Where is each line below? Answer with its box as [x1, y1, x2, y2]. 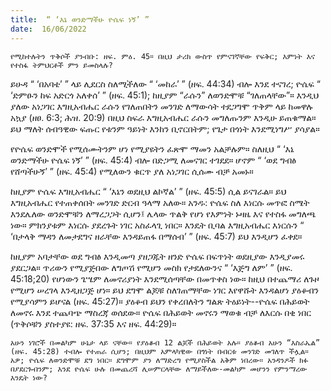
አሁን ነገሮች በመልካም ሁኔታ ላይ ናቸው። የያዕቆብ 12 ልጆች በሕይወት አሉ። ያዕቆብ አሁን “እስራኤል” [10, 337, 321, 348]
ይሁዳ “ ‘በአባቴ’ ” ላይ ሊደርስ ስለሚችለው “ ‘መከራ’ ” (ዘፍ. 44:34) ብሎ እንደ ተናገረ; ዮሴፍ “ [10, 77, 321, 90]
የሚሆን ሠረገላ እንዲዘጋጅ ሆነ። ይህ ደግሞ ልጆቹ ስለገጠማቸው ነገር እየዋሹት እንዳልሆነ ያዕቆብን [10, 284, 320, 296]
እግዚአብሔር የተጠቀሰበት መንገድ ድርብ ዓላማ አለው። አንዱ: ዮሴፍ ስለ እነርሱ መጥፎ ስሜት [10, 196, 310, 208]
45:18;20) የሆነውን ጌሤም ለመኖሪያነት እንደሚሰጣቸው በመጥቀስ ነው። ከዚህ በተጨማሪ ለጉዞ [10, 272, 320, 285]
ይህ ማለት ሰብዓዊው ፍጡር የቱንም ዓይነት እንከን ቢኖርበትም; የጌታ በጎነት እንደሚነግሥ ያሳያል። [10, 122, 320, 135]
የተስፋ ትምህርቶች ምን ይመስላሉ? [10, 60, 113, 70]
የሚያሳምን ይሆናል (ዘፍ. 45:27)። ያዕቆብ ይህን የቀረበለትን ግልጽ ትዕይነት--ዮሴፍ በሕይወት [10, 295, 310, 307]
